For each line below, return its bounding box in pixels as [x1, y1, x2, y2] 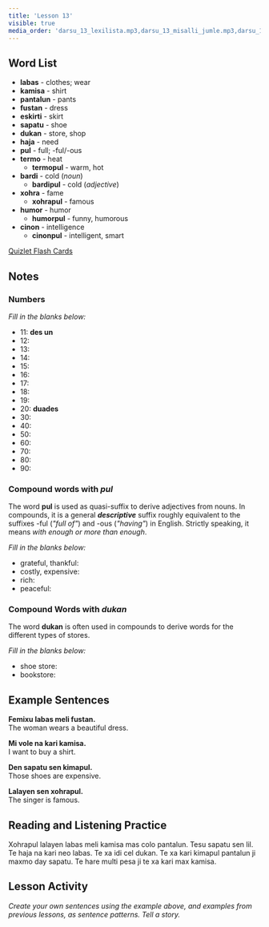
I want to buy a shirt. [8, 747, 76, 757]
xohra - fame [19, 188, 64, 198]
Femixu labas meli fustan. [8, 715, 96, 724]
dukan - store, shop [19, 129, 86, 139]
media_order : [8, 26, 52, 34]
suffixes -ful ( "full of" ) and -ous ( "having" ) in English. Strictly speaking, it [8, 518, 250, 529]
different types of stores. [8, 631, 90, 640]
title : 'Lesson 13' [8, 11, 74, 20]
